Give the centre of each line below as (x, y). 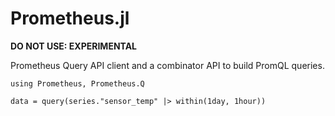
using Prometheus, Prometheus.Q (77, 83)
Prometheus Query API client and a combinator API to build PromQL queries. (167, 65)
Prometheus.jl (70, 18)
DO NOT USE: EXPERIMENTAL (74, 46)
